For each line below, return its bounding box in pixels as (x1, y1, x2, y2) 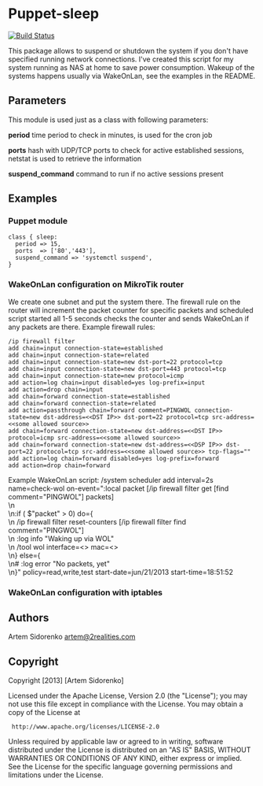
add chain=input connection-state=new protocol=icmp (8, 372, 184, 380)
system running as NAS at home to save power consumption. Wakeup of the (8, 62, 255, 72)
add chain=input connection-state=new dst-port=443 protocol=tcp (8, 365, 226, 373)
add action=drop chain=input (8, 385, 104, 394)
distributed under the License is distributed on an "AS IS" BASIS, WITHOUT (8, 745, 251, 754)
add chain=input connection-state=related (8, 351, 149, 359)
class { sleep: (8, 233, 58, 241)
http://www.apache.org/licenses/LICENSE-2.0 (11, 723, 159, 731)
